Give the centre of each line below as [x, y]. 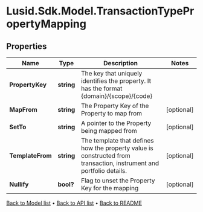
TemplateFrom [31, 156]
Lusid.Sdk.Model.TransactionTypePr [100, 11]
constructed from [106, 156]
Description [121, 63]
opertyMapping [46, 24]
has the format [101, 88]
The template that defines [117, 140]
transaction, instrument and [120, 163]
